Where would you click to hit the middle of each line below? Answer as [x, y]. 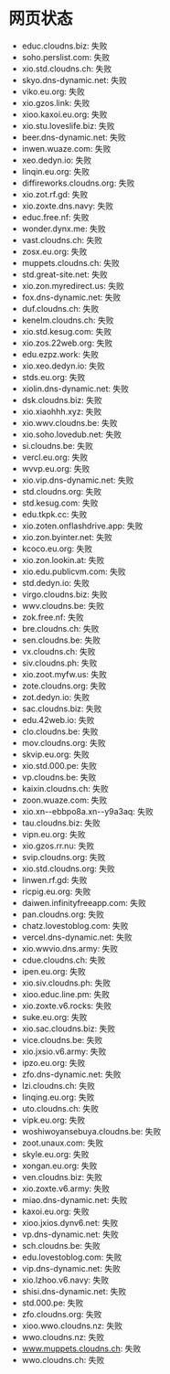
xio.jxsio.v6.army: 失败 [64, 1051]
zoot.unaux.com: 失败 [63, 1143]
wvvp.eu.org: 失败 [56, 468]
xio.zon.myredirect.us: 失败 [73, 285]
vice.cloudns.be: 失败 [62, 1039]
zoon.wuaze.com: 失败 [64, 800]
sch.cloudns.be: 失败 [61, 1245]
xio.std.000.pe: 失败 [59, 765]
